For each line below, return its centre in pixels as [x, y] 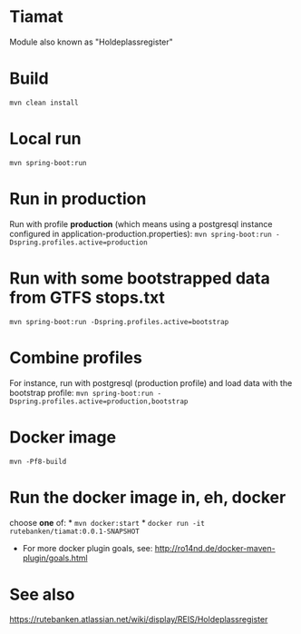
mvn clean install [44, 103]
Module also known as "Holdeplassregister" [92, 42]
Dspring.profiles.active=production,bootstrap [99, 401]
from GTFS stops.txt [87, 297]
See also [42, 594]
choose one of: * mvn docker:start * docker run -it [107, 522]
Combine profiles [76, 357]
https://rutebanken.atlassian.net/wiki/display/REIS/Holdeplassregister [139, 619]
